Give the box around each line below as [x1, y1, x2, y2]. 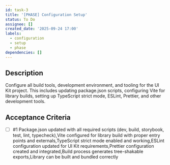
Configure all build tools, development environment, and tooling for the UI [5, 82, 159, 88]
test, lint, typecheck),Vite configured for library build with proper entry [12, 133, 160, 139]
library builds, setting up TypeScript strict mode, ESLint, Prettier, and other [5, 93, 161, 99]
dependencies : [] [5, 50, 42, 55]
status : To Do [5, 17, 36, 22]
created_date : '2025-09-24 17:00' [5, 26, 79, 31]
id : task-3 [5, 7, 29, 13]
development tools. [5, 98, 46, 105]
